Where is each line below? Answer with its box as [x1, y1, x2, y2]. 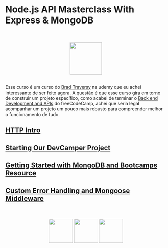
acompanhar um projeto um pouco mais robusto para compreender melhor [5, 106, 163, 112]
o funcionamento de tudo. [5, 111, 60, 117]
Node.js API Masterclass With [5, 4, 134, 15]
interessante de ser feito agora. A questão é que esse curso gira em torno [5, 89, 161, 96]
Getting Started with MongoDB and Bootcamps [5, 161, 157, 170]
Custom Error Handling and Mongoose [5, 186, 130, 195]
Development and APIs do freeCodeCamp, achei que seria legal [5, 100, 139, 106]
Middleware [5, 194, 44, 203]
